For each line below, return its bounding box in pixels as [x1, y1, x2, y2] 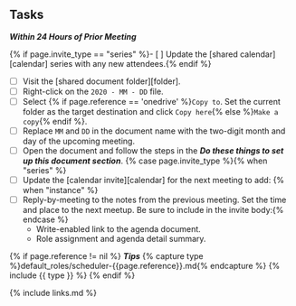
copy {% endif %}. [22, 116, 88, 126]
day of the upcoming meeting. [22, 135, 136, 147]
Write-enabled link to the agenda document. [35, 224, 201, 235]
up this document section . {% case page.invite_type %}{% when [22, 155, 268, 166]
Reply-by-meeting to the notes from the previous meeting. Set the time [22, 194, 287, 206]
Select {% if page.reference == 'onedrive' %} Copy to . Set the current [22, 96, 281, 107]
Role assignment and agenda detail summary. [35, 234, 206, 245]
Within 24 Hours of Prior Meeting [9, 31, 138, 42]
